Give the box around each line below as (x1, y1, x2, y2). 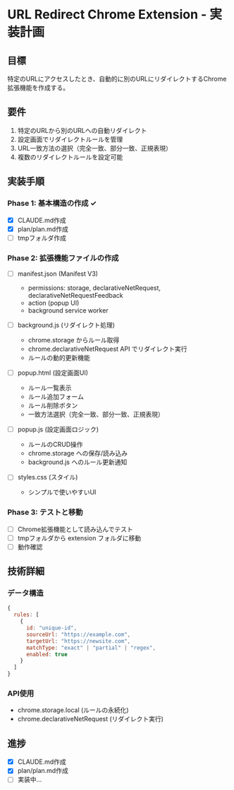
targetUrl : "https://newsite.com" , (25, 637, 131, 644)
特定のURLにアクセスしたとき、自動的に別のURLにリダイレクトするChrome (7, 75, 227, 83)
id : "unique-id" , (25, 625, 78, 632)
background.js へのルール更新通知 (27, 458, 128, 467)
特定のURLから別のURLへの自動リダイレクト (17, 126, 147, 134)
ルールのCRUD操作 (27, 440, 83, 449)
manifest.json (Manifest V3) (17, 269, 99, 278)
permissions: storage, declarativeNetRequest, (27, 284, 161, 292)
